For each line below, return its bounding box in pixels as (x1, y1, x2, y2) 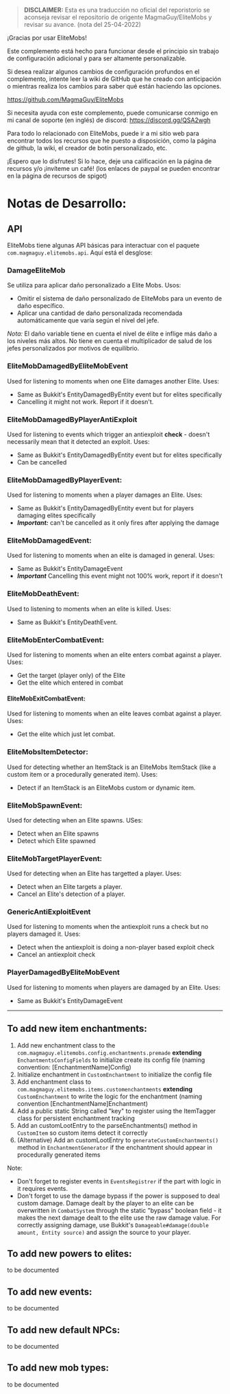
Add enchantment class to (16, 1077, 91, 1086)
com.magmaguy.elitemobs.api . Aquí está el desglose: (7, 248, 153, 257)
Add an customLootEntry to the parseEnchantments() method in (16, 1121, 198, 1129)
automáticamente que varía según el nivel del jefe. (16, 316, 159, 324)
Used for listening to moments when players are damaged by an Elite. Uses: (7, 983, 221, 991)
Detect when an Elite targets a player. (16, 883, 123, 891)
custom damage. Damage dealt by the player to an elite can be (16, 1198, 194, 1207)
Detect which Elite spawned (16, 836, 96, 844)
